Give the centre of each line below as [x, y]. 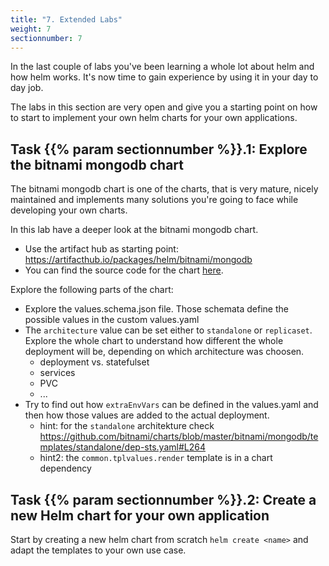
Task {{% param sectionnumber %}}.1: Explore [159, 149]
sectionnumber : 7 [46, 38]
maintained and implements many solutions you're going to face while [154, 200]
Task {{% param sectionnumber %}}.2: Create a [163, 499]
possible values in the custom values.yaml [112, 320]
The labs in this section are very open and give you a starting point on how [164, 107]
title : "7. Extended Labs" [66, 19]
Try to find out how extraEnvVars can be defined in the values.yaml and [171, 405]
